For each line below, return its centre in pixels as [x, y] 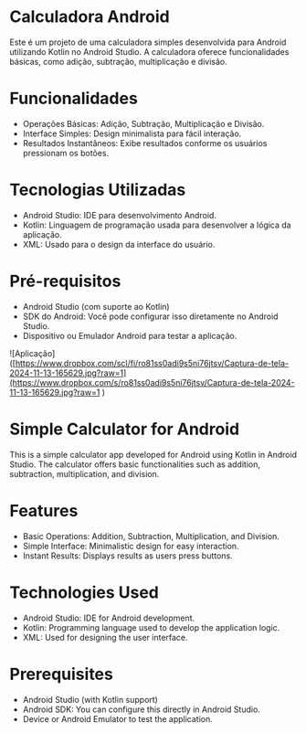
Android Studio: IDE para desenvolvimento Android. [120, 215]
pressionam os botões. [66, 153]
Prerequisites [62, 674]
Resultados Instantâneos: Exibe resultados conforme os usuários [145, 143]
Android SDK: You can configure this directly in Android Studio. [141, 709]
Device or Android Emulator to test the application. [117, 718]
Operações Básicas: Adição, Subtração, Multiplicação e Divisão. [143, 123]
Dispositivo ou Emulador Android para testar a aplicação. [130, 335]
